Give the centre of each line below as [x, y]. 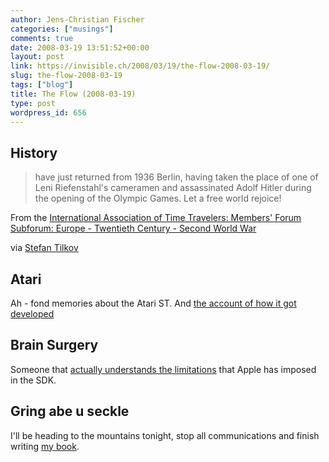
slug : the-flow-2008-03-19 [66, 76]
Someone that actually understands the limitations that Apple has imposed [163, 369]
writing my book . [45, 446]
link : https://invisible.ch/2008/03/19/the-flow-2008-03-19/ [140, 66]
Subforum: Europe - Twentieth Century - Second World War [133, 228]
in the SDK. [33, 380]
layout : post [37, 57]
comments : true [42, 38]
